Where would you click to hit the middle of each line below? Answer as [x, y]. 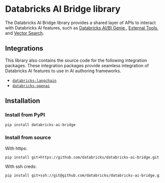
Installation [23, 101]
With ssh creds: [21, 167]
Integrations [24, 48]
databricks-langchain [34, 80]
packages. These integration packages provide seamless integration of [77, 65]
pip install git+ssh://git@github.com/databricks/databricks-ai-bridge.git [84, 176]
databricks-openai [31, 86]
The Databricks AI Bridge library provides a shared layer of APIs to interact [81, 23]
